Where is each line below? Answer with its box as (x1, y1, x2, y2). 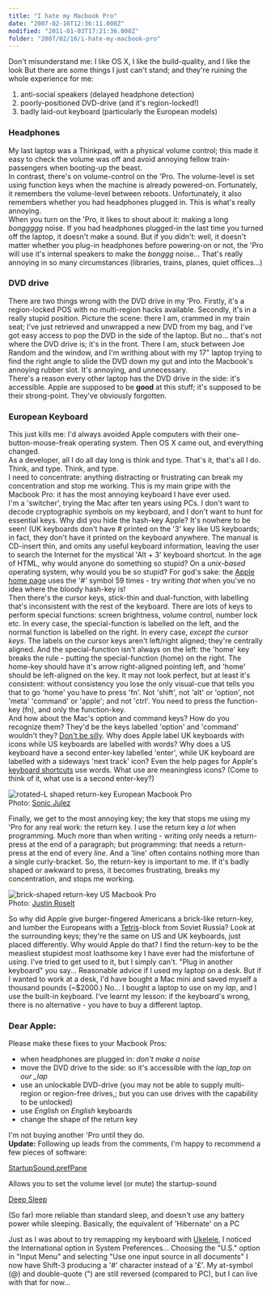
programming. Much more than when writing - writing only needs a (8, 831, 232, 841)
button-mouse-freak (8, 438, 77, 448)
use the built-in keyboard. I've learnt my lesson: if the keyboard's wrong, (8, 992, 251, 1001)
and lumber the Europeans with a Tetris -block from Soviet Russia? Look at (8, 923, 256, 933)
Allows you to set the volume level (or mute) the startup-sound (8, 1179, 217, 1189)
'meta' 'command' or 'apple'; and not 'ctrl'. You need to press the (8, 696, 226, 706)
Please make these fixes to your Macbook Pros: (8, 1039, 167, 1048)
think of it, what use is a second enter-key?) (8, 774, 155, 784)
